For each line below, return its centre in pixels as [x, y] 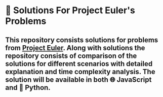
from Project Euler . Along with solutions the [75, 48]
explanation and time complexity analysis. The [80, 71]
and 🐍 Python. [28, 88]
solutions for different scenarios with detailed [79, 64]
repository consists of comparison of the [71, 56]
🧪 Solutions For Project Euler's [70, 10]
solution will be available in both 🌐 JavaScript [78, 79]
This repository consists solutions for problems [82, 40]
